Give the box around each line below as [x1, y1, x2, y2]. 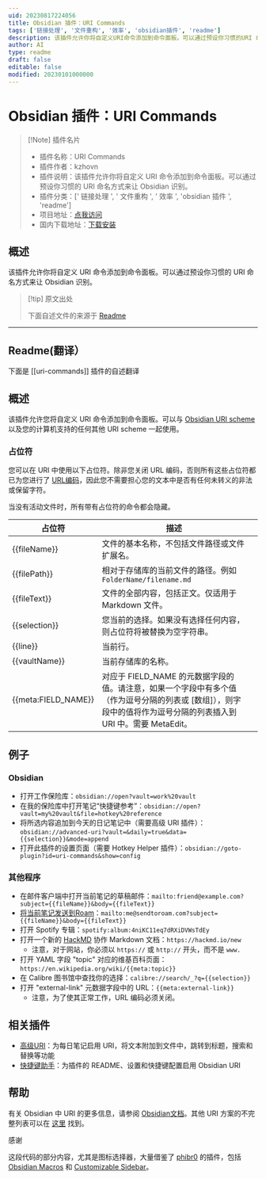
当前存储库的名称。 [101, 656, 174, 667]
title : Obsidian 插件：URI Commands [8, 19, 126, 27]
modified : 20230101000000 [8, 71, 93, 78]
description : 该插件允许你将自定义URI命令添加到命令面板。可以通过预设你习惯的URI [8, 33, 253, 42]
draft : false [8, 56, 51, 64]
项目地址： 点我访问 [39, 209, 103, 219]
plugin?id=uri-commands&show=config [19, 852, 141, 860]
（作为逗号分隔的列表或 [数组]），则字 [101, 695, 241, 706]
